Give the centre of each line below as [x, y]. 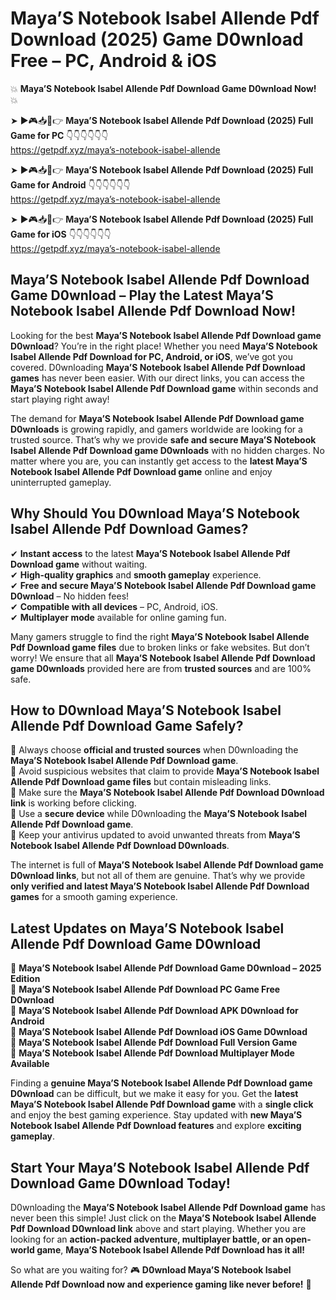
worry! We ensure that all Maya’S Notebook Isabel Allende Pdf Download [163, 658]
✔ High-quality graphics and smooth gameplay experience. [136, 574]
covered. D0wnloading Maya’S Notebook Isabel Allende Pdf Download [158, 367]
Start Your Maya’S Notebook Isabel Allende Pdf [160, 1167]
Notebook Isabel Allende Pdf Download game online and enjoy [141, 471]
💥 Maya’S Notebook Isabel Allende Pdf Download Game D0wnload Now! [163, 88]
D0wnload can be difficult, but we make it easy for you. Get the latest [154, 1094]
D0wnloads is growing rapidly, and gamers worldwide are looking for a [156, 429]
